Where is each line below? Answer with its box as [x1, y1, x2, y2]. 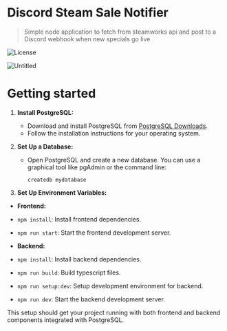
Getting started [7, 86, 96, 101]
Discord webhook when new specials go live [23, 34, 151, 43]
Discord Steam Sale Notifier [7, 5, 169, 21]
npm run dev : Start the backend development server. [17, 295, 165, 303]
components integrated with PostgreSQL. [7, 315, 125, 324]
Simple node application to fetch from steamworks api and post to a [23, 28, 217, 36]
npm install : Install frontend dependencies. [17, 215, 142, 223]
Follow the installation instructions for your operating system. [27, 129, 201, 137]
